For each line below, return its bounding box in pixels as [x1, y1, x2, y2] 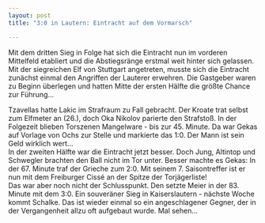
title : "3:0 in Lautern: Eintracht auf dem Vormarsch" [8, 19, 193, 27]
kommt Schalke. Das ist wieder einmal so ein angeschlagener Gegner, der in [8, 197, 256, 206]
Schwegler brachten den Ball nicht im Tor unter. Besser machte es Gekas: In [8, 155, 256, 164]
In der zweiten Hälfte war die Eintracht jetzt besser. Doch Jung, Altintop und [8, 147, 256, 157]
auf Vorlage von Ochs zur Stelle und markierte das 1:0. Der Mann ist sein [8, 130, 245, 139]
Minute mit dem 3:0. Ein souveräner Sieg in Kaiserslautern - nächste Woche [8, 189, 255, 198]
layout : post [8, 11, 51, 20]
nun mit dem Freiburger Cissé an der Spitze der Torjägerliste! [8, 172, 207, 182]
